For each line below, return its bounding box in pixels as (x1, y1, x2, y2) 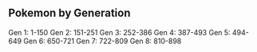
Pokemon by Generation (8, 6, 131, 20)
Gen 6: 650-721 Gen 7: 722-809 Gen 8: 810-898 (23, 36, 182, 46)
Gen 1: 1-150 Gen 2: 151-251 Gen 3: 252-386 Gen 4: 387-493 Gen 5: (8, 27, 231, 37)
